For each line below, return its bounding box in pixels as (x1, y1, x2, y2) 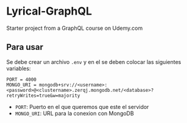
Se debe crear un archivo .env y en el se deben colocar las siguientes (6, 58, 182, 65)
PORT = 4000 (6, 76, 37, 83)
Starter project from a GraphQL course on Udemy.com (6, 24, 143, 32)
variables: (6, 65, 31, 72)
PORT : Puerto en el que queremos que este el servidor (15, 103, 149, 110)
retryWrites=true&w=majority (6, 93, 80, 99)
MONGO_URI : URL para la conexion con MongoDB (15, 110, 134, 117)
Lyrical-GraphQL (6, 4, 93, 18)
